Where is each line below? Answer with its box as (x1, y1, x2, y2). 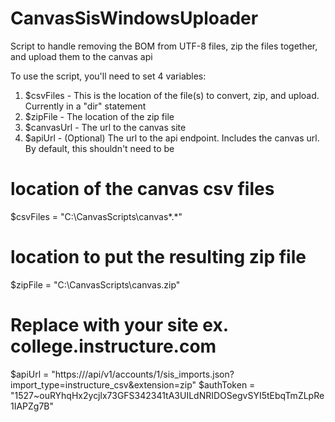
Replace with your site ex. (10, 314, 229, 336)
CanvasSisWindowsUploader (10, 7, 259, 30)
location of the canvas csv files (10, 178, 275, 201)
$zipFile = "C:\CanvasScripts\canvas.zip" (10, 278, 181, 291)
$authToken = (198, 378, 256, 391)
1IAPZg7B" (10, 400, 55, 412)
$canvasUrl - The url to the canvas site (24, 121, 187, 133)
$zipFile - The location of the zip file (24, 110, 175, 122)
